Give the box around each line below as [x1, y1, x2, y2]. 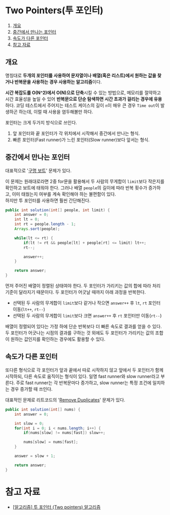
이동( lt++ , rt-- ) [12, 306, 46, 312]
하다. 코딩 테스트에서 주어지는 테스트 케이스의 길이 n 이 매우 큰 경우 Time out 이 [5, 102, 160, 108]
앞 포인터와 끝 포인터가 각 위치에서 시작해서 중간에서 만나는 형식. [12, 130, 140, 136]
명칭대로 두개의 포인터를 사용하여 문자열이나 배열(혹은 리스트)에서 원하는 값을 [5, 72, 156, 78]
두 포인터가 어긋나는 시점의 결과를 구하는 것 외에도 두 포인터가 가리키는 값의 [5, 330, 154, 336]
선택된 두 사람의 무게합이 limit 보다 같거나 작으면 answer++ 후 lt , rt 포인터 [12, 300, 161, 306]
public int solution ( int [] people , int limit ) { [5, 207, 110, 213]
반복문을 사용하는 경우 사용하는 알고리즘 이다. [14, 78, 102, 84]
